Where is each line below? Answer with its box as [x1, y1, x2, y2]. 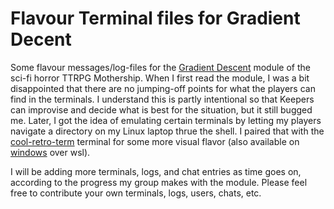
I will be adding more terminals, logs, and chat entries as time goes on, [10, 165, 302, 177]
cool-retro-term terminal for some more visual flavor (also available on [10, 135, 300, 147]
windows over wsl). [10, 146, 91, 158]
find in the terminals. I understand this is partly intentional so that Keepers [10, 93, 315, 105]
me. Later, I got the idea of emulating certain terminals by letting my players [10, 114, 322, 126]
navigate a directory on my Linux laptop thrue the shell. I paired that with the [10, 125, 325, 137]
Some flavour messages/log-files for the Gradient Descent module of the [10, 61, 311, 73]
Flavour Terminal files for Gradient [10, 7, 301, 30]
